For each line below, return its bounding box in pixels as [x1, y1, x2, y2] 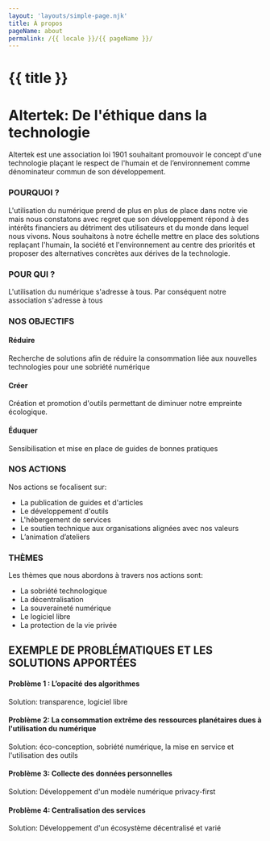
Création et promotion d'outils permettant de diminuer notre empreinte [8, 399, 243, 408]
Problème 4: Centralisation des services [8, 805, 147, 815]
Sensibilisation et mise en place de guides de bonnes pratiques [8, 443, 218, 453]
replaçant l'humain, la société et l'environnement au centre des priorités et [8, 240, 255, 249]
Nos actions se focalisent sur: [8, 482, 107, 492]
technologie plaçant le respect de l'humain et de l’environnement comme [8, 158, 251, 168]
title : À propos [8, 19, 63, 27]
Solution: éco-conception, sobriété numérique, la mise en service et [8, 742, 235, 751]
